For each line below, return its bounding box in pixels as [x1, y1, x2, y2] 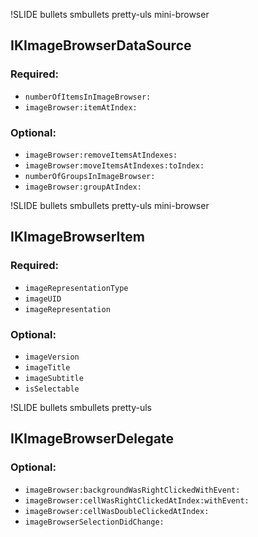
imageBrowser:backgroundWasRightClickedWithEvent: [24, 485, 241, 495]
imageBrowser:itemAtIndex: [24, 102, 138, 113]
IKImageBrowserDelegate [10, 430, 174, 448]
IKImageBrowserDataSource [10, 37, 192, 54]
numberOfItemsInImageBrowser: [24, 92, 152, 102]
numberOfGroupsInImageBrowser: [24, 171, 156, 181]
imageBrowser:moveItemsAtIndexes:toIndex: [24, 160, 205, 171]
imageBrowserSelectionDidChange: [24, 517, 165, 527]
